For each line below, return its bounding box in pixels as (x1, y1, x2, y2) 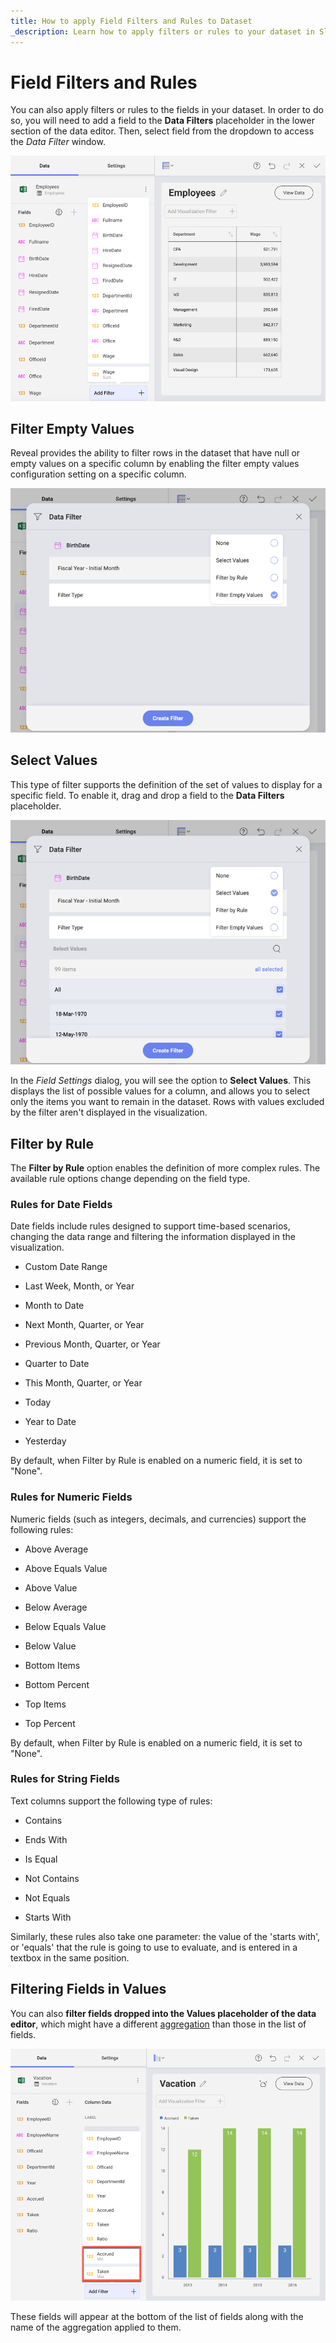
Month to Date (24, 1300, 85, 1312)
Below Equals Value (24, 1620, 107, 1632)
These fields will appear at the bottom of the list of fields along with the (10, 2311, 304, 2323)
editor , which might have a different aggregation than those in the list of (10, 2018, 307, 2030)
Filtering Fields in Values (10, 1981, 167, 1998)
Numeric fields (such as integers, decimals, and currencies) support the (10, 1513, 307, 1525)
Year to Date (24, 1416, 77, 1428)
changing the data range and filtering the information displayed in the (10, 1231, 296, 1243)
